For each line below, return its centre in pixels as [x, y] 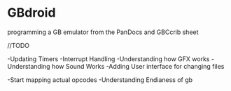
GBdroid [31, 13]
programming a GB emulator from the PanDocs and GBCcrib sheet [103, 32]
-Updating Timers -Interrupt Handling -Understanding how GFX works [108, 59]
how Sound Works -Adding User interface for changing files [138, 66]
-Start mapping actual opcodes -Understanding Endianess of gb [100, 80]
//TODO [19, 45]
